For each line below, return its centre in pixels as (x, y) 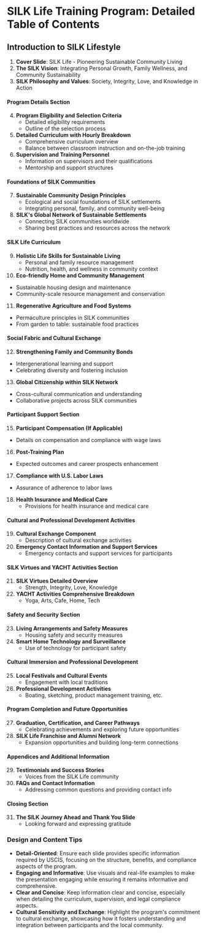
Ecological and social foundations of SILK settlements (93, 202)
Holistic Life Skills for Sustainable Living (68, 255)
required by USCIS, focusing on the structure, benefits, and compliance (106, 859)
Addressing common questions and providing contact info (98, 790)
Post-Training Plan (40, 452)
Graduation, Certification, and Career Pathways (78, 723)
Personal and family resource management (79, 262)
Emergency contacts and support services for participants (99, 553)
